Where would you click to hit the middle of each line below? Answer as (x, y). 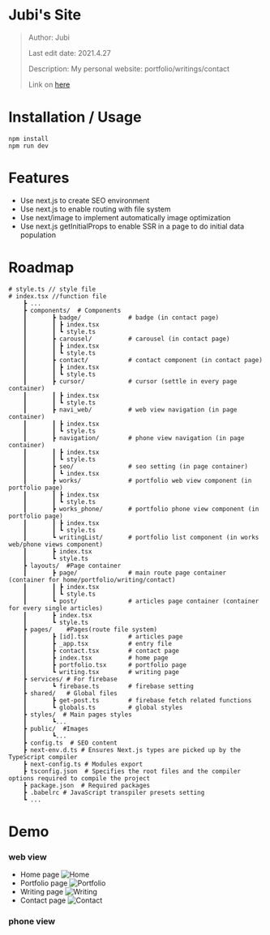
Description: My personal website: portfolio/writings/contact (129, 68)
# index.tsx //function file (58, 296)
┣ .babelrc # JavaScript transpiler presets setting (114, 792)
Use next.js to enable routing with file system (95, 209)
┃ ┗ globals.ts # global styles (103, 707)
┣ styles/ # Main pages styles (77, 715)
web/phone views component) (56, 544)
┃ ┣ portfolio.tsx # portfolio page (105, 665)
